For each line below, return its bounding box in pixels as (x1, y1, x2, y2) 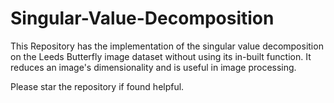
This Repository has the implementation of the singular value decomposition (10, 40, 324, 52)
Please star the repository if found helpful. (10, 80, 185, 92)
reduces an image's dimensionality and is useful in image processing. (10, 61, 297, 73)
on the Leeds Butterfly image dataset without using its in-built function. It (10, 50, 312, 62)
